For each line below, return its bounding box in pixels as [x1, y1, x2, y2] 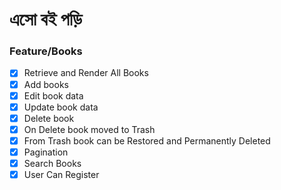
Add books [23, 78, 69, 90]
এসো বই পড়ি [9, 8, 83, 31]
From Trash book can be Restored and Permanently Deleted [23, 134, 271, 147]
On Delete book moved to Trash [23, 123, 156, 135]
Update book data [23, 101, 99, 113]
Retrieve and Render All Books [23, 67, 149, 79]
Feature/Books [9, 44, 83, 58]
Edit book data [23, 89, 84, 102]
